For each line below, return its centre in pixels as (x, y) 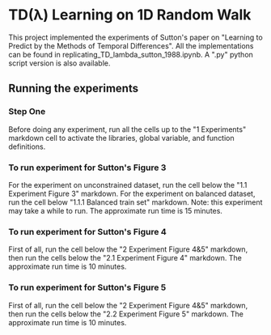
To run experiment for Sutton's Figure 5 (87, 287)
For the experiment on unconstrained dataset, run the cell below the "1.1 (128, 184)
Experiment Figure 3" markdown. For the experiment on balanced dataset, (132, 193)
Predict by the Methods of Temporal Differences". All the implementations (131, 45)
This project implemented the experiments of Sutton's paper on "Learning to (135, 37)
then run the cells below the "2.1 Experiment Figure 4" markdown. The (125, 258)
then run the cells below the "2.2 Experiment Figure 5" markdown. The (126, 314)
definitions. (27, 146)
